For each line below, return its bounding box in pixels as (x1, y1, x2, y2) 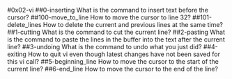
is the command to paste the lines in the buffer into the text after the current (7, 35, 225, 44)
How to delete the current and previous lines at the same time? (42, 21, 223, 28)
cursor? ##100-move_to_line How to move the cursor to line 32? (7, 13, 192, 21)
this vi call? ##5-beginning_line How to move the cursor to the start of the (7, 58, 219, 65)
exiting (7, 50, 26, 58)
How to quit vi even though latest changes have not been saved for (27, 50, 221, 58)
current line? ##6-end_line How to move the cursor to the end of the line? (7, 65, 218, 73)
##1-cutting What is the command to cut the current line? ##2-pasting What (7, 28, 225, 36)
